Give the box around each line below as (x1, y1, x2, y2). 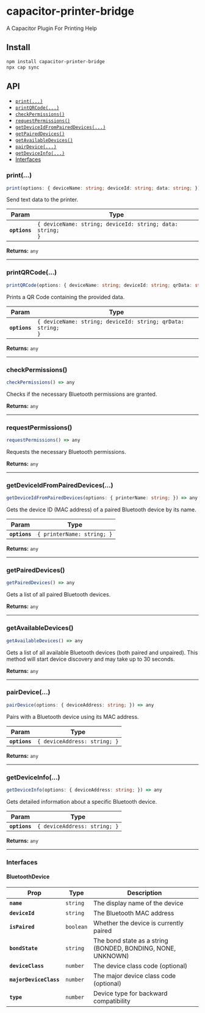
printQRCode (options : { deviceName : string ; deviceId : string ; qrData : (6, 282, 192, 288)
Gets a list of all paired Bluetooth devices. (6, 591, 111, 598)
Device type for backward (93, 989, 168, 998)
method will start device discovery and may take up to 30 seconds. (6, 655, 175, 662)
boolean (65, 923, 88, 930)
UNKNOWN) (93, 951, 129, 960)
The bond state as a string (93, 936, 169, 944)
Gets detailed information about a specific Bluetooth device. (6, 798, 157, 805)
